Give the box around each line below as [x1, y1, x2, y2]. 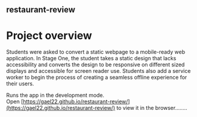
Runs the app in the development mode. [6, 92, 104, 99]
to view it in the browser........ [116, 104, 187, 112]
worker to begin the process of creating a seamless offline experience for [6, 74, 187, 81]
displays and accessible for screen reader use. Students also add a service [6, 67, 191, 75]
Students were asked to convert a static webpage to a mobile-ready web [6, 48, 185, 56]
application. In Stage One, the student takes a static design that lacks [6, 55, 177, 62]
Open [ [6, 98, 23, 105]
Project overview [6, 29, 93, 42]
